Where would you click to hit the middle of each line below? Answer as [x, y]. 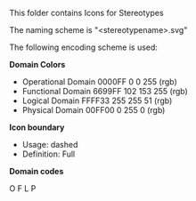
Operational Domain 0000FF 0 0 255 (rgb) [100, 82]
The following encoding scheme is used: [84, 47]
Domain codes [37, 171]
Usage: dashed [50, 145]
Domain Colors [37, 64]
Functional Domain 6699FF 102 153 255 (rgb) [105, 91]
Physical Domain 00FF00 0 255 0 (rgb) [94, 110]
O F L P [23, 189]
